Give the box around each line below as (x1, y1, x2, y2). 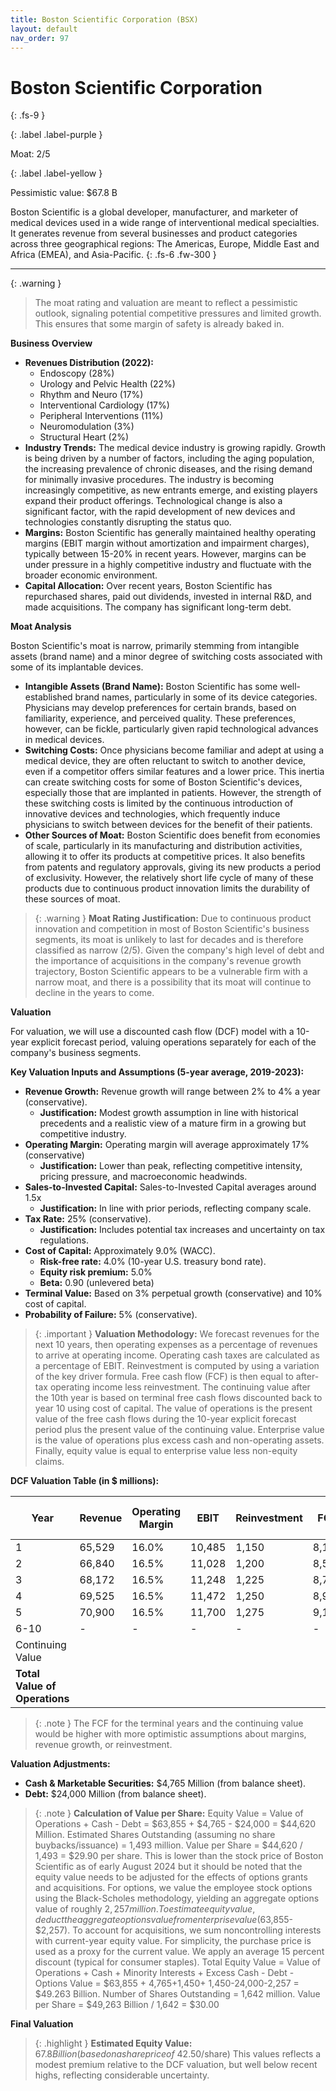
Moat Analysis (10, 621, 72, 633)
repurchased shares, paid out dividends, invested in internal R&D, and (24, 591, 312, 603)
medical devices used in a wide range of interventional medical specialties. (10, 217, 320, 229)
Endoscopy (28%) (39, 367, 115, 380)
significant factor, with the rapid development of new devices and (24, 506, 296, 518)
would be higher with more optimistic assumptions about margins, (34, 1728, 307, 1740)
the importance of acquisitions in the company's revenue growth (34, 955, 302, 967)
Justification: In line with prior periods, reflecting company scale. (39, 1202, 312, 1215)
